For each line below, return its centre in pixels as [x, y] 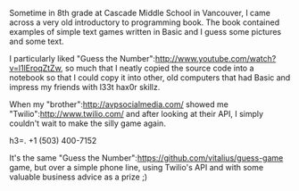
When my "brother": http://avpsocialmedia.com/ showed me [119, 104]
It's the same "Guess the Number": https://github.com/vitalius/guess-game [146, 158]
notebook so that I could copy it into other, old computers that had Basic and [150, 78]
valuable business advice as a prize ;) [79, 177]
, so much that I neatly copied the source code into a [158, 68]
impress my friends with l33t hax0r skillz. [85, 87]
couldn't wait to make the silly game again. [88, 123]
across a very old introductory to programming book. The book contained [145, 22]
